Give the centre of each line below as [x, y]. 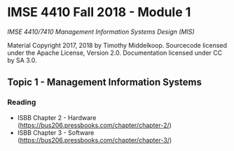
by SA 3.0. [22, 60]
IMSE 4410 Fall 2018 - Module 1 [99, 12]
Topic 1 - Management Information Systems [104, 83]
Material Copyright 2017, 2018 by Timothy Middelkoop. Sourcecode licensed [117, 45]
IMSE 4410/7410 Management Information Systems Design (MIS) [101, 32]
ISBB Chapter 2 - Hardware [57, 117]
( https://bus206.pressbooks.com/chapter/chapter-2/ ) [94, 125]
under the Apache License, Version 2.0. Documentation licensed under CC [115, 53]
